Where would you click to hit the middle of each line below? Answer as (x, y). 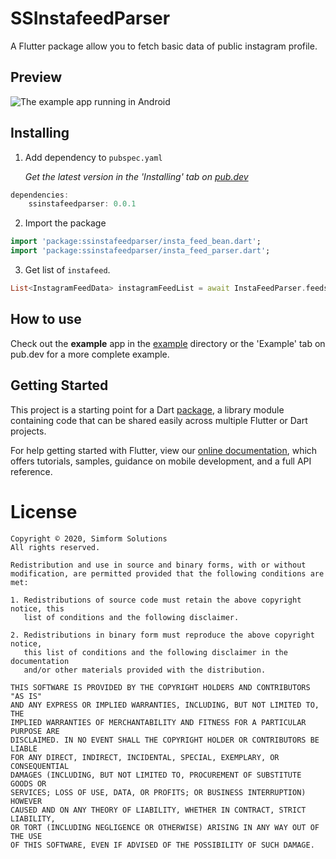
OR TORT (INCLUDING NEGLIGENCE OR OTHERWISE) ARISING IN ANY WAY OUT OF (165, 827)
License (44, 511)
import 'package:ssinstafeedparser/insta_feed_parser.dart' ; (140, 251)
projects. (28, 431)
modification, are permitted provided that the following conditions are (167, 573)
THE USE (26, 836)
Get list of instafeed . (67, 270)
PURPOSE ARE (35, 731)
